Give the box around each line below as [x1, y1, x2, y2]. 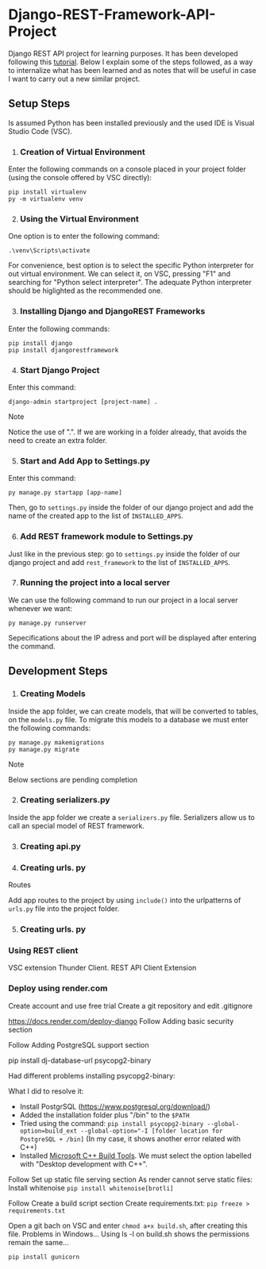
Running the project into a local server [19, 577, 171, 588]
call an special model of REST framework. [8, 821, 145, 830]
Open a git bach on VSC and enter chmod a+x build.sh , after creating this [8, 1221, 248, 1230]
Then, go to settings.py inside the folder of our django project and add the [8, 502, 254, 513]
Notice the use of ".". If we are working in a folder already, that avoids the [8, 427, 248, 436]
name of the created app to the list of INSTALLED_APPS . [8, 511, 184, 521]
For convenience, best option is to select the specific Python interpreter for [8, 260, 254, 271]
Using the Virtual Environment [19, 213, 139, 224]
